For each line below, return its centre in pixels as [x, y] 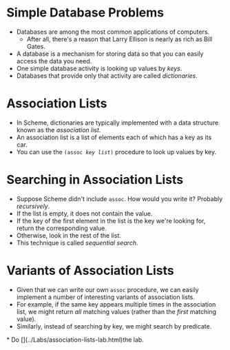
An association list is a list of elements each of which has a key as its [114, 137]
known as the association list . [59, 130]
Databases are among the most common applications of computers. [113, 32]
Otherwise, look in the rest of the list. [69, 235]
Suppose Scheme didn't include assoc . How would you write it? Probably [119, 198]
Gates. [36, 46]
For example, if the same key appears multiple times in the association [116, 304]
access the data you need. [54, 61]
